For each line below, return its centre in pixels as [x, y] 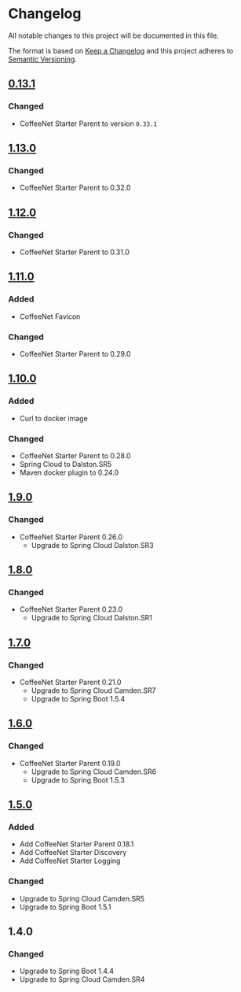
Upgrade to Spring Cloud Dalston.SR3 [93, 545]
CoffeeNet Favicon [50, 316]
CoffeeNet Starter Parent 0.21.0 [70, 683]
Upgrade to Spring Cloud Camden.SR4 [82, 979]
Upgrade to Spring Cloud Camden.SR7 [94, 690]
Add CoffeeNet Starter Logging [70, 861]
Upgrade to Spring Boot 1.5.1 [65, 907]
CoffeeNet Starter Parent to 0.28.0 [75, 455]
